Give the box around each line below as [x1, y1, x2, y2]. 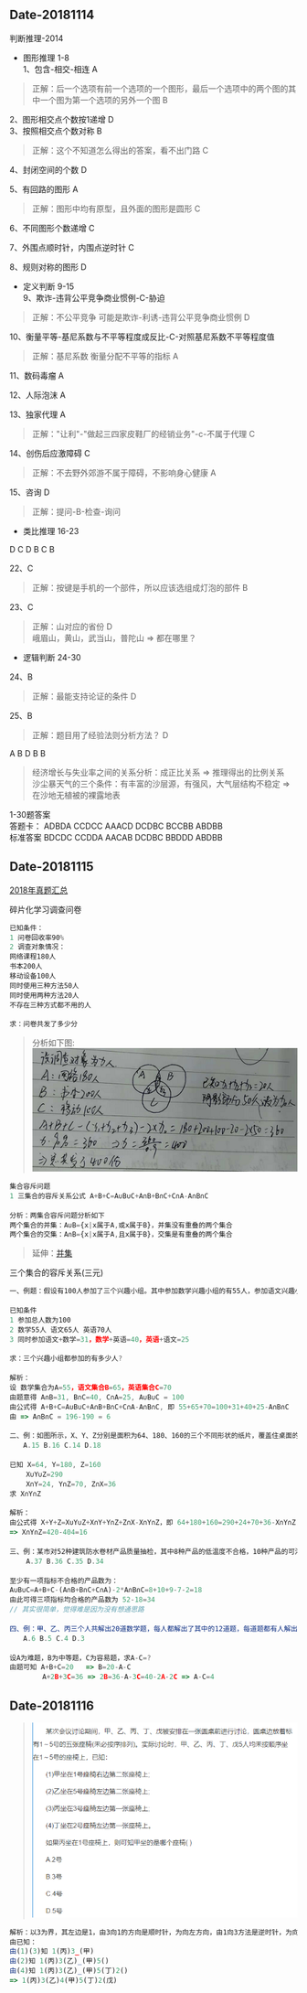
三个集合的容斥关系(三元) [9, 1267, 104, 1279]
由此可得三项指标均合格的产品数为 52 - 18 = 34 [9, 1595, 155, 1604]
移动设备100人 [9, 971, 57, 980]
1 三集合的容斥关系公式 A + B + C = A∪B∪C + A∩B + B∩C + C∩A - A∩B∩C [9, 1191, 209, 1201]
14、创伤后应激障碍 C [9, 447, 90, 458]
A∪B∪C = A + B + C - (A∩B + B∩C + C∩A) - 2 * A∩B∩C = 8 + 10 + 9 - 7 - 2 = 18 [9, 1586, 203, 1595]
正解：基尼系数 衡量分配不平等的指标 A [31, 350, 179, 361]
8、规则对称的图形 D [9, 261, 87, 273]
